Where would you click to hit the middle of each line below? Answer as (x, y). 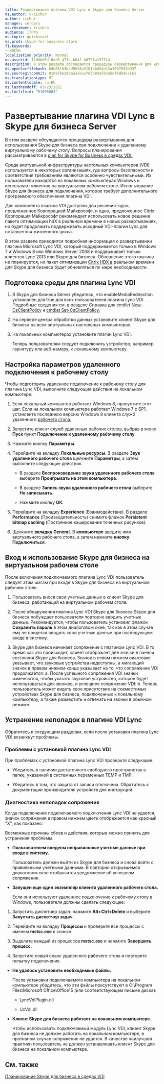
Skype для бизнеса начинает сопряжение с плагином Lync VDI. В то (83, 647)
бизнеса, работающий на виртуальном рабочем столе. (70, 602)
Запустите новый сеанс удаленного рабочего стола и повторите (80, 956)
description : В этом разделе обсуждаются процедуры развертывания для (78, 64)
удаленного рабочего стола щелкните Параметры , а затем (75, 458)
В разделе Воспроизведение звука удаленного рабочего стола (87, 473)
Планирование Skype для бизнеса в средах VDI (55, 1076)
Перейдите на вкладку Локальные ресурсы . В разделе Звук (76, 453)
